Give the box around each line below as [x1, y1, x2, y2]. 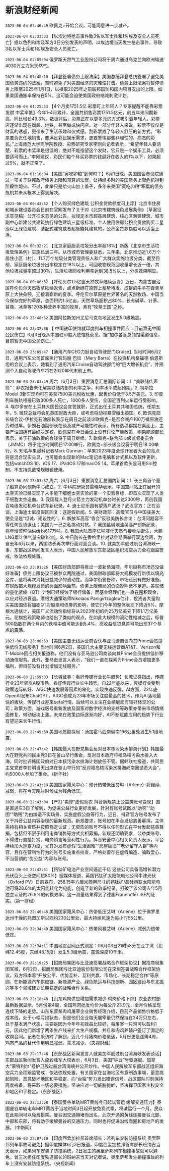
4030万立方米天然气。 [5, 63, 52, 69]
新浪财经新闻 [5, 5, 59, 16]
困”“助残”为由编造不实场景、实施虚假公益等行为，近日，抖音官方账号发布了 [5, 811, 161, 817]
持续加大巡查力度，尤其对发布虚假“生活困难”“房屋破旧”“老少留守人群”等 [5, 843, 153, 849]
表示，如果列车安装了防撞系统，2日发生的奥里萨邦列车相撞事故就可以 [9, 1147, 153, 1154]
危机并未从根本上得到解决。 [5, 189, 63, 195]
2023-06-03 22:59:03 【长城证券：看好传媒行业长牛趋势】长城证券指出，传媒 [5, 674, 164, 680]
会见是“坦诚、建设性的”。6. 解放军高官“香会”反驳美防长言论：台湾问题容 [9, 515, 159, 521]
